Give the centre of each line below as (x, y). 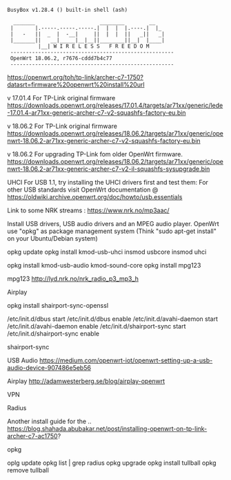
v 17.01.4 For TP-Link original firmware (61, 98)
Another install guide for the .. (49, 421)
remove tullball (28, 470)
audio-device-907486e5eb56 (49, 368)
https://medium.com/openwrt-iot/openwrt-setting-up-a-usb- (126, 360)
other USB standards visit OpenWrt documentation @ (83, 190)
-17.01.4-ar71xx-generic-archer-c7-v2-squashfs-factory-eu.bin (97, 113)
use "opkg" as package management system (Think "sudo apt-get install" (112, 231)
